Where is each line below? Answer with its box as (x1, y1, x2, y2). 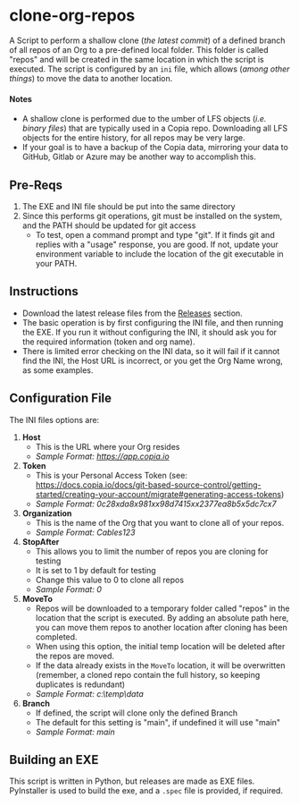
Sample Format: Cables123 (35, 527, 136, 538)
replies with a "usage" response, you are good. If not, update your (35, 239, 279, 250)
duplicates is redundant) (35, 679, 126, 690)
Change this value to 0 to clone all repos (35, 574, 185, 585)
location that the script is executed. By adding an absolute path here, (35, 612, 289, 623)
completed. (35, 631, 78, 642)
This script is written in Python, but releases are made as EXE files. (9, 775, 255, 787)
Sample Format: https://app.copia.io (35, 451, 170, 462)
